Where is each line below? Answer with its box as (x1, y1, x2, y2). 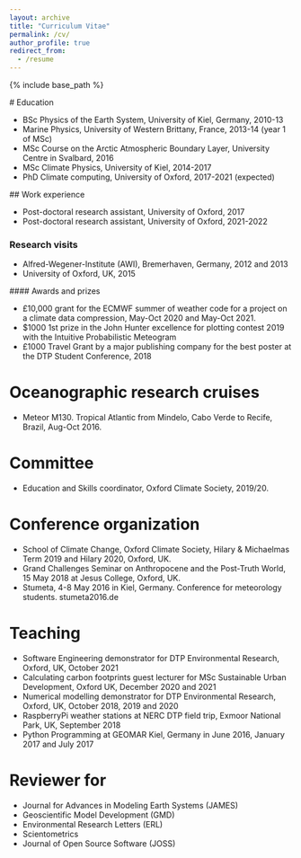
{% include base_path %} (9, 80, 104, 90)
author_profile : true (9, 38, 91, 48)
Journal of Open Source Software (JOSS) (22, 837, 176, 849)
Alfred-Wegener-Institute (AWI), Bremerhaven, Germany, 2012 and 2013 (22, 259, 289, 270)
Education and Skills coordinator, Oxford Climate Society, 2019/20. (22, 482, 270, 494)
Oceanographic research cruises (9, 383, 261, 402)
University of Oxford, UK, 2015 (22, 269, 137, 279)
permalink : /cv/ (9, 30, 70, 39)
